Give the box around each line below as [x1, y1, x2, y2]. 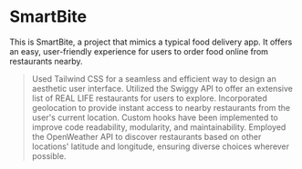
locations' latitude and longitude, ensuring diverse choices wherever [31, 141, 290, 152]
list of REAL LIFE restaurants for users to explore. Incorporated [31, 93, 267, 104]
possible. [31, 150, 67, 161]
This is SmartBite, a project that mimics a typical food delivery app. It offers [9, 36, 293, 47]
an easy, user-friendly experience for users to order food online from [9, 45, 269, 56]
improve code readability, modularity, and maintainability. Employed [31, 121, 286, 133]
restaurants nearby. [9, 55, 84, 66]
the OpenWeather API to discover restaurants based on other [31, 131, 262, 142]
